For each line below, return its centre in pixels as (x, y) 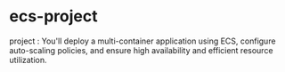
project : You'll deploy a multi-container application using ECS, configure (142, 41)
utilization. (28, 60)
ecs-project (53, 16)
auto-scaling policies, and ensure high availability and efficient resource (141, 50)
